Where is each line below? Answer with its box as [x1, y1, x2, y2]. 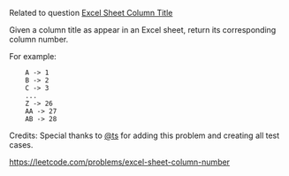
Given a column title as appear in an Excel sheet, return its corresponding [9, 25, 277, 34]
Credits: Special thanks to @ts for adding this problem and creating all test [9, 130, 280, 141]
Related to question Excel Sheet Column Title [9, 8, 173, 18]
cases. [9, 140, 34, 149]
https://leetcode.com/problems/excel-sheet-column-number [9, 157, 231, 167]
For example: [9, 51, 57, 61]
